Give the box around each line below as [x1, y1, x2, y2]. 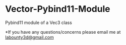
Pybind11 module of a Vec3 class [5, 20, 72, 25]
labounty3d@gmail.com [5, 34, 54, 40]
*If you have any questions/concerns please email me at [5, 29, 121, 35]
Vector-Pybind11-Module [5, 3, 111, 15]
